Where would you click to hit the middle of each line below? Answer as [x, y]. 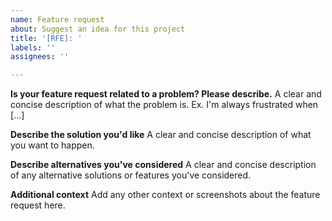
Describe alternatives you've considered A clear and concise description [163, 165]
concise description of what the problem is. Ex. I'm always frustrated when [164, 105]
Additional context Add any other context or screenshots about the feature [165, 195]
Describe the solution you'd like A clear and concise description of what [161, 135]
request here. [38, 205]
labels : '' [33, 47]
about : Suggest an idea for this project [98, 29]
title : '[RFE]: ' [46, 38]
